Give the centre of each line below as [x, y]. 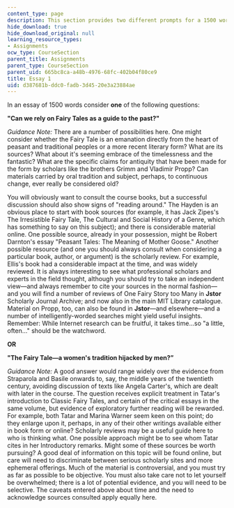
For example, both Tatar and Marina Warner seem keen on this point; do [110, 416]
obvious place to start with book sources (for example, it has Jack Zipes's [113, 212]
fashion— [204, 286]
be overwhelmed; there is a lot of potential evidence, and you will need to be [117, 483]
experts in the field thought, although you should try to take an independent [116, 279]
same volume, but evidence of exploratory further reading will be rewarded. [116, 408]
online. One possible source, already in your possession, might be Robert [112, 234]
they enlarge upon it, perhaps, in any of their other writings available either [114, 424]
